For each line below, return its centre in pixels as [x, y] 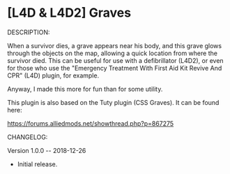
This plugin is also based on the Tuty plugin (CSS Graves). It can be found [113, 102]
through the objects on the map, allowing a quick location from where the [113, 53]
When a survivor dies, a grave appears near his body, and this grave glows [114, 45]
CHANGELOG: [28, 137]
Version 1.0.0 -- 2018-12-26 [47, 150]
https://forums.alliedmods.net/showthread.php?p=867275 [91, 123]
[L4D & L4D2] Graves [69, 13]
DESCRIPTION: [29, 32]
